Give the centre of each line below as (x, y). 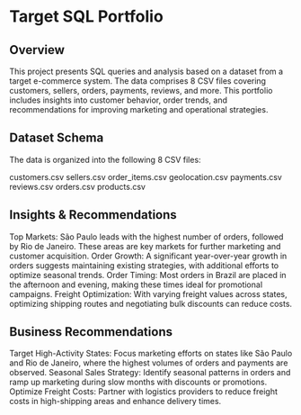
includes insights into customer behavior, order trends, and (118, 100)
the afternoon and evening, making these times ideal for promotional (136, 284)
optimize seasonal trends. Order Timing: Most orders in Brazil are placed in (148, 275)
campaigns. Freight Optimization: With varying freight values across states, (148, 293)
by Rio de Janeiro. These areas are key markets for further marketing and (145, 246)
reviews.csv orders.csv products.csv (78, 186)
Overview (37, 50)
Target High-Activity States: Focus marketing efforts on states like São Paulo (151, 354)
